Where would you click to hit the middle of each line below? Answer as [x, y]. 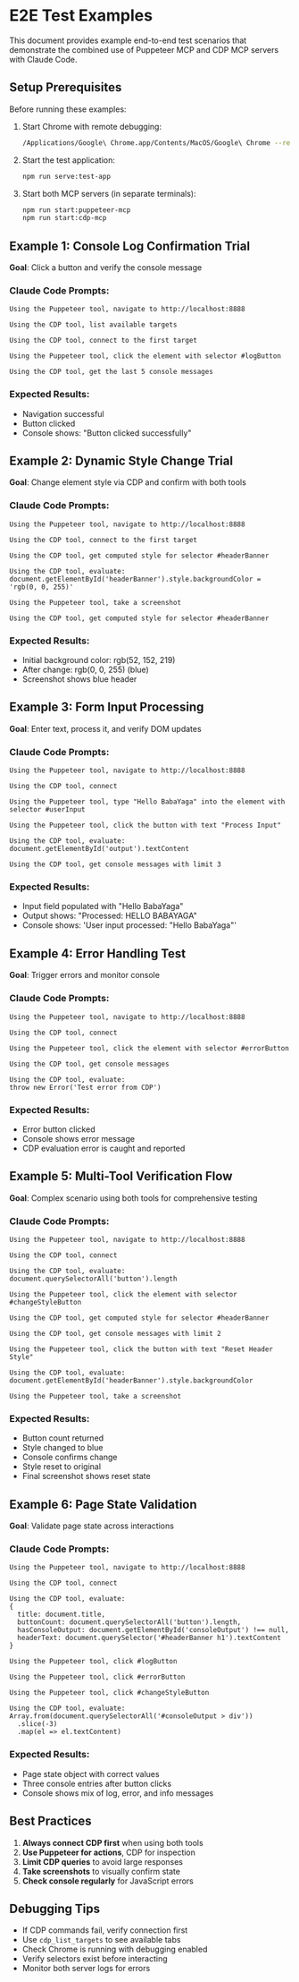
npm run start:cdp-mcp [64, 218]
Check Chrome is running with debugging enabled [115, 1949]
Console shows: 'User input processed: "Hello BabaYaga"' [129, 925]
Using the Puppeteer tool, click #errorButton [97, 1677]
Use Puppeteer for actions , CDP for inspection [109, 1852]
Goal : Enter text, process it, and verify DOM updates [106, 728]
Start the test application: [69, 160]
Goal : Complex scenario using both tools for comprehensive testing [133, 1198]
